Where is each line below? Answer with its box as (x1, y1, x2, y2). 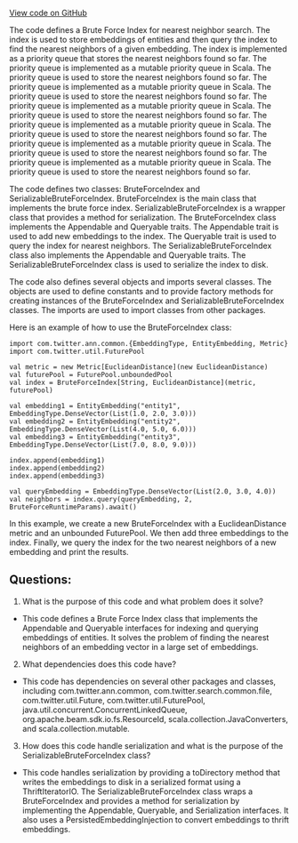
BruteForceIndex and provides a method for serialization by (21, 795, 240, 806)
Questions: (9, 573, 72, 588)
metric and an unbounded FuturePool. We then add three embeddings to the (9, 528, 289, 538)
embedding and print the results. (9, 547, 129, 557)
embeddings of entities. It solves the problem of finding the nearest (21, 631, 270, 643)
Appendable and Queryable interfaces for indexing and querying (21, 622, 260, 633)
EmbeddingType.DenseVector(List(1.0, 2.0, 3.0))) (9, 409, 197, 418)
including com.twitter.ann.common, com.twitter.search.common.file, (21, 685, 273, 696)
